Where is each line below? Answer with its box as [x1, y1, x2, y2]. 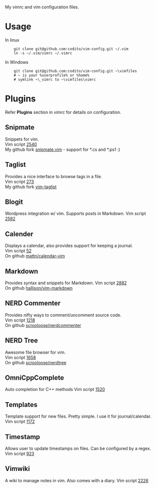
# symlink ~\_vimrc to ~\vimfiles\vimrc [14, 77, 96, 82]
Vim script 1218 [5, 317, 35, 323]
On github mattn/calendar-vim [5, 253, 65, 259]
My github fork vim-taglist [5, 184, 57, 190]
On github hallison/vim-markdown [5, 285, 73, 291]
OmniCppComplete [5, 374, 64, 382]
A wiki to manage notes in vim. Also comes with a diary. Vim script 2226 [5, 477, 149, 483]
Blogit [5, 197, 23, 206]
